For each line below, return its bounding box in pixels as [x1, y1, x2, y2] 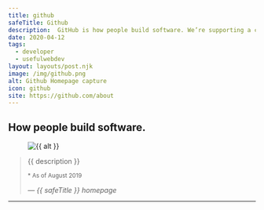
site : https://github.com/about [8, 92, 114, 100]
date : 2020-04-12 [8, 33, 65, 42]
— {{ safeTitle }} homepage [27, 186, 117, 195]
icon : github [8, 84, 51, 92]
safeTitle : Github [8, 19, 68, 27]
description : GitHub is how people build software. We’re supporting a [8, 26, 251, 34]
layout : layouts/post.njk [8, 63, 93, 71]
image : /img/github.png [8, 70, 86, 78]
